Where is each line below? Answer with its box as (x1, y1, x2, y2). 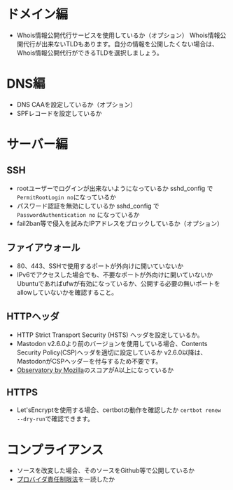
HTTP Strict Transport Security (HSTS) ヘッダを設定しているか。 (16, 331, 204, 339)
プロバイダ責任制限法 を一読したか (16, 475, 115, 484)
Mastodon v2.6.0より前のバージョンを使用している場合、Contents (16, 339, 208, 347)
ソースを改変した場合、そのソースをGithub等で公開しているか (16, 466, 195, 475)
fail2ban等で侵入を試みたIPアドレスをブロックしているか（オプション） (16, 219, 224, 227)
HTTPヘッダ (6, 310, 60, 323)
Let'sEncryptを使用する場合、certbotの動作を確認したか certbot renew (16, 406, 222, 414)
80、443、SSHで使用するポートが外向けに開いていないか (16, 261, 183, 270)
